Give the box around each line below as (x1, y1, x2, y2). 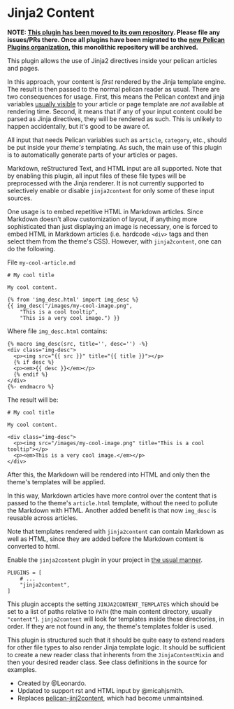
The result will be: (7, 395, 59, 404)
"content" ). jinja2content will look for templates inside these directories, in (7, 615, 225, 623)
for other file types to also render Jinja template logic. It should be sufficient (7, 643, 226, 652)
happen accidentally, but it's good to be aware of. (7, 122, 150, 130)
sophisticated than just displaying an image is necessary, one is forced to (7, 222, 219, 230)
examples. (7, 665, 37, 673)
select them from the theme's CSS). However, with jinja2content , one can (7, 237, 222, 246)
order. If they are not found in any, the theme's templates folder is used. (7, 622, 214, 631)
